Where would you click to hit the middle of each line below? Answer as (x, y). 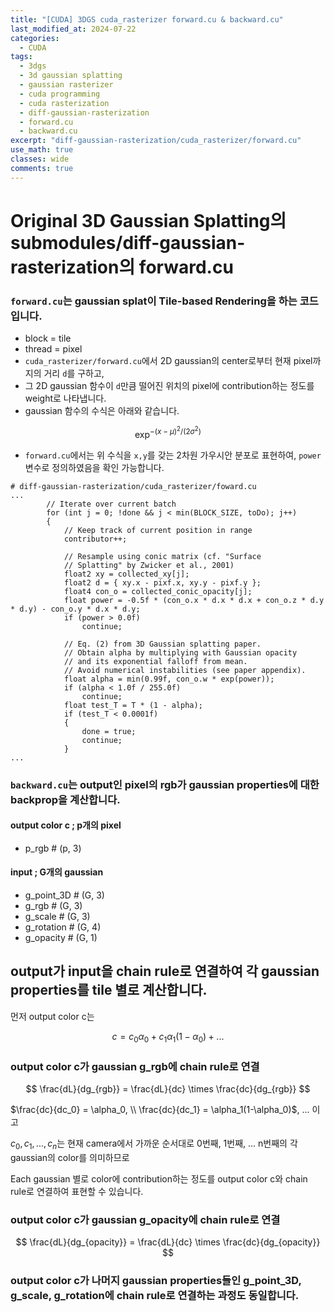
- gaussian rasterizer (66, 85)
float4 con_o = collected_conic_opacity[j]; (158, 591)
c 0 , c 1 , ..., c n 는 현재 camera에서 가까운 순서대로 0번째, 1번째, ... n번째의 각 (154, 1144)
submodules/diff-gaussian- (128, 242)
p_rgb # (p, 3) (53, 848)
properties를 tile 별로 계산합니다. (109, 990)
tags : (21, 57)
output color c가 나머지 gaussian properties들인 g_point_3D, (156, 1280)
